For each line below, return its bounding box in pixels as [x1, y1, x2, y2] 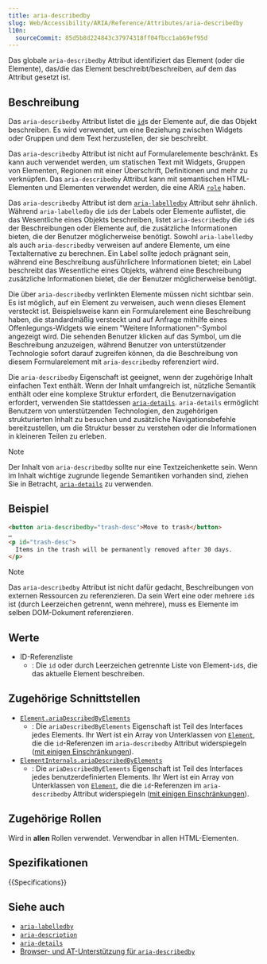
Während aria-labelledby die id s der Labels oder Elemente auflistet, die [8, 207, 246, 216]
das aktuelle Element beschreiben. [31, 669, 145, 679]
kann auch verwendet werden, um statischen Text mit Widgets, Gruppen [8, 157, 246, 167]
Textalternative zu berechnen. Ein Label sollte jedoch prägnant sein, [8, 249, 230, 258]
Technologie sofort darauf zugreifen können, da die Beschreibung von [8, 349, 238, 358]
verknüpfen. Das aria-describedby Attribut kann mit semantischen [8, 174, 225, 184]
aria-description [19, 931, 78, 939]
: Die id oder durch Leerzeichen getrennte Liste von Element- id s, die [31, 660, 258, 670]
